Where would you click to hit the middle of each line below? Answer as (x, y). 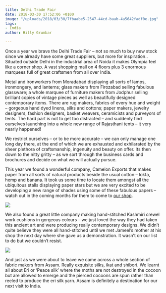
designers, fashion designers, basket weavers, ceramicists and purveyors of (83, 113)
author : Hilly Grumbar (28, 33)
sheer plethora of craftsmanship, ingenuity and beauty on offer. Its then (78, 149)
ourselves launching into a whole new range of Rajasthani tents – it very (78, 124)
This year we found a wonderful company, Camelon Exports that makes (78, 169)
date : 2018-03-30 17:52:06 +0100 (40, 14)
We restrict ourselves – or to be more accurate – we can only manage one (81, 139)
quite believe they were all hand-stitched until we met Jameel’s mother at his (83, 230)
